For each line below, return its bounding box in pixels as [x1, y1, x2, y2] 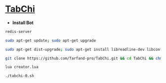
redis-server [5, 29, 32, 34]
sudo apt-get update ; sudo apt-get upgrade [5, 38, 96, 43]
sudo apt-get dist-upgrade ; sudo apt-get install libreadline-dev [5, 47, 145, 52]
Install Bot [12, 20, 34, 26]
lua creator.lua [5, 65, 39, 70]
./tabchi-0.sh [5, 74, 35, 79]
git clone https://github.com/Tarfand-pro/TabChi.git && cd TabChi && [5, 55, 154, 61]
